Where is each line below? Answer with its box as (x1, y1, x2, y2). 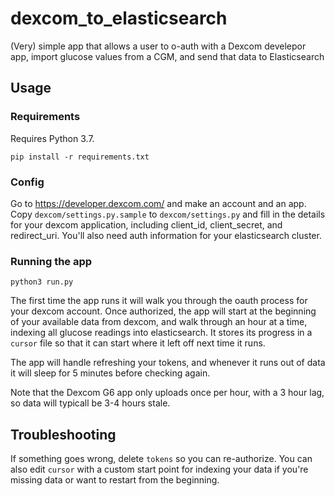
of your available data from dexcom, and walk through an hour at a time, (10, 316, 308, 328)
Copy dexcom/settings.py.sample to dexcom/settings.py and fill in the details (10, 208, 326, 220)
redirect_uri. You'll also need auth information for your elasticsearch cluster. (10, 229, 322, 241)
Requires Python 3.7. (10, 132, 95, 144)
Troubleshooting (10, 426, 117, 443)
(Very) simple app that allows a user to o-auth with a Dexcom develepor (10, 40, 307, 52)
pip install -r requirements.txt (10, 152, 150, 162)
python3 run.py (10, 277, 74, 287)
